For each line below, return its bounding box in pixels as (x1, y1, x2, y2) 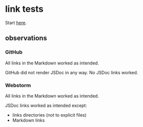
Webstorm (5, 82, 31, 89)
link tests (5, 3, 44, 15)
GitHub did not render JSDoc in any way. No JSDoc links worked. (5, 69, 139, 75)
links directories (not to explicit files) (12, 112, 87, 118)
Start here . (5, 20, 27, 26)
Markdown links (12, 117, 45, 123)
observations (5, 34, 47, 42)
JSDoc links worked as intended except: (5, 102, 88, 108)
